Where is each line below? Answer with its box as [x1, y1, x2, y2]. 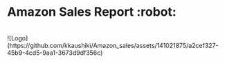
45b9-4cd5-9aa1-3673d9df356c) [7, 49, 103, 57]
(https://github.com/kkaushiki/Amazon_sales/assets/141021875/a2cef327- [7, 41, 219, 49]
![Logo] [7, 34, 28, 42]
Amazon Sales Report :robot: [7, 4, 177, 20]
